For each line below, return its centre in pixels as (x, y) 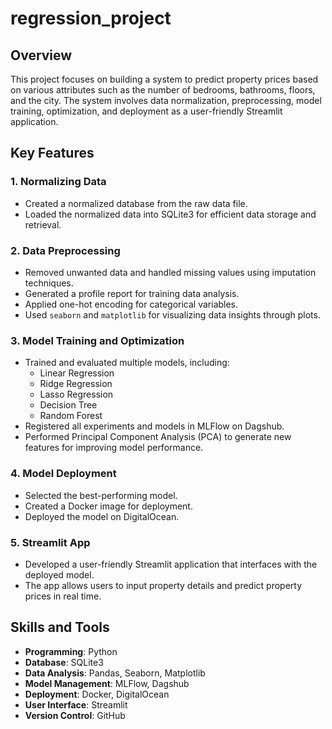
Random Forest (71, 416)
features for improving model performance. (114, 448)
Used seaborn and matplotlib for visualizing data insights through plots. (172, 314)
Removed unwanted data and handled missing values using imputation (170, 272)
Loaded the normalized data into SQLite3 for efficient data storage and (170, 214)
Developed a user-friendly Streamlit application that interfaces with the (171, 564)
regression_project (91, 18)
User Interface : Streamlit (76, 704)
